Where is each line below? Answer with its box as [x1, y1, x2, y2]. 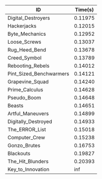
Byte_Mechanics [7, 30, 46, 37]
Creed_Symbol [7, 54, 42, 61]
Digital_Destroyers [7, 15, 50, 21]
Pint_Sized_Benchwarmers [7, 71, 69, 77]
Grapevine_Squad [7, 78, 49, 85]
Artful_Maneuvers [7, 110, 49, 117]
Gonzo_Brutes [7, 142, 40, 149]
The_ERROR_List [7, 126, 46, 133]
